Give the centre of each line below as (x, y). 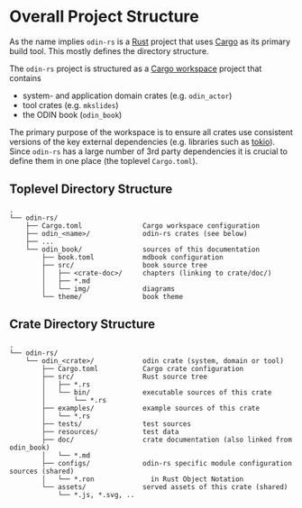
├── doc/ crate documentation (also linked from (167, 440)
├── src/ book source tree (124, 265)
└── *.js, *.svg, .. (96, 494)
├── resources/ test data (110, 431)
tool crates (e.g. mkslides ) (70, 104)
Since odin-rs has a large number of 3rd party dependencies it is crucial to (149, 151)
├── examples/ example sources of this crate (151, 408)
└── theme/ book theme (112, 296)
